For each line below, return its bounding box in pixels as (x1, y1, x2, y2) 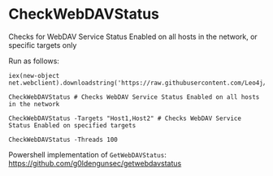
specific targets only (8, 40, 77, 49)
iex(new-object (8, 71, 60, 79)
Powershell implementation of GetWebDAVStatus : (8, 149, 167, 159)
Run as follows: (8, 56, 59, 66)
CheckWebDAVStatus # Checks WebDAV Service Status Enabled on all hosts (8, 92, 260, 101)
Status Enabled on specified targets (8, 121, 136, 130)
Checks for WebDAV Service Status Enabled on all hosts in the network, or (8, 32, 258, 41)
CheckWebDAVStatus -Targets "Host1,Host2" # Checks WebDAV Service (8, 114, 242, 122)
